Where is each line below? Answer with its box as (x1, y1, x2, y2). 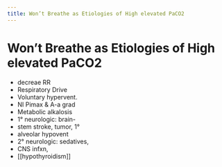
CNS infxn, (17, 144, 49, 153)
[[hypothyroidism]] (17, 152, 71, 160)
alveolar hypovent (17, 129, 69, 138)
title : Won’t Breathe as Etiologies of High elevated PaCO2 (7, 10, 185, 17)
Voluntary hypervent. (17, 93, 78, 101)
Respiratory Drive (17, 85, 68, 94)
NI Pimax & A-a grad (17, 100, 76, 109)
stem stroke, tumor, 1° (17, 122, 80, 131)
